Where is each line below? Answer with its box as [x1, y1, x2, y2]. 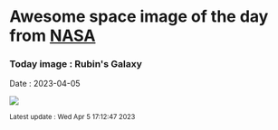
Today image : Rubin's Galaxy [9, 58, 143, 70]
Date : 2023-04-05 [9, 79, 81, 89]
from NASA [9, 25, 96, 46]
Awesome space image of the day [9, 6, 269, 27]
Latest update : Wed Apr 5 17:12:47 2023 [9, 113, 136, 122]
